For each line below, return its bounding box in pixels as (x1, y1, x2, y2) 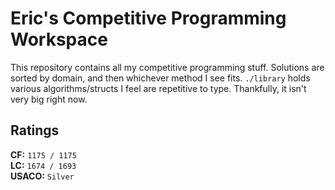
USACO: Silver (10, 170, 75, 182)
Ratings (10, 122, 60, 139)
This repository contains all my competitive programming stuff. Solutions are (10, 61, 325, 73)
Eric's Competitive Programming (10, 7, 287, 30)
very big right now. (10, 93, 88, 105)
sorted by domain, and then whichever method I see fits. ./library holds (10, 72, 311, 84)
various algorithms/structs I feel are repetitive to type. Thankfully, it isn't (10, 82, 307, 94)
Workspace (10, 28, 108, 51)
